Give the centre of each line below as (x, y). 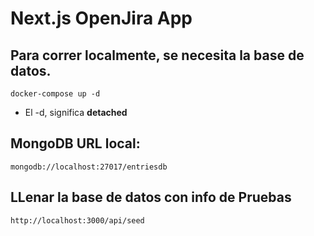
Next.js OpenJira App (101, 18)
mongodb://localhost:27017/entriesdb (89, 167)
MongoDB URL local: (75, 143)
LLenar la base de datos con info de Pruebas (151, 197)
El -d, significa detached (76, 112)
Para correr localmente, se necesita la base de (157, 55)
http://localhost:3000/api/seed (77, 220)
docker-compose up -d (55, 94)
